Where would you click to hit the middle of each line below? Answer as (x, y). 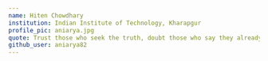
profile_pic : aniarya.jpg (51, 30)
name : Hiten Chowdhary (46, 15)
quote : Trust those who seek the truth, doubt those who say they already (135, 38)
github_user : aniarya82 (48, 45)
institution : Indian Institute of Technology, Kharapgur (105, 23)
